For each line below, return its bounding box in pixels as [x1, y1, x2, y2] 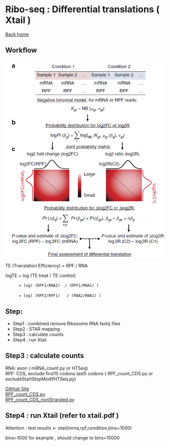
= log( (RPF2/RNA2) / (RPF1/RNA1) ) [18, 283, 99, 288]
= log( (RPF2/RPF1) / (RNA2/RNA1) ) [18, 293, 101, 298]
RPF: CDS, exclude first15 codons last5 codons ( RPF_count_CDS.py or [5, 370, 153, 376]
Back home [5, 31, 29, 37]
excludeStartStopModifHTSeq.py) [5, 376, 76, 382]
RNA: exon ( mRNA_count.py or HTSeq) [5, 365, 88, 371]
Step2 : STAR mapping [12, 326, 60, 332]
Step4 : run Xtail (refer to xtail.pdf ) [5, 411, 119, 420]
